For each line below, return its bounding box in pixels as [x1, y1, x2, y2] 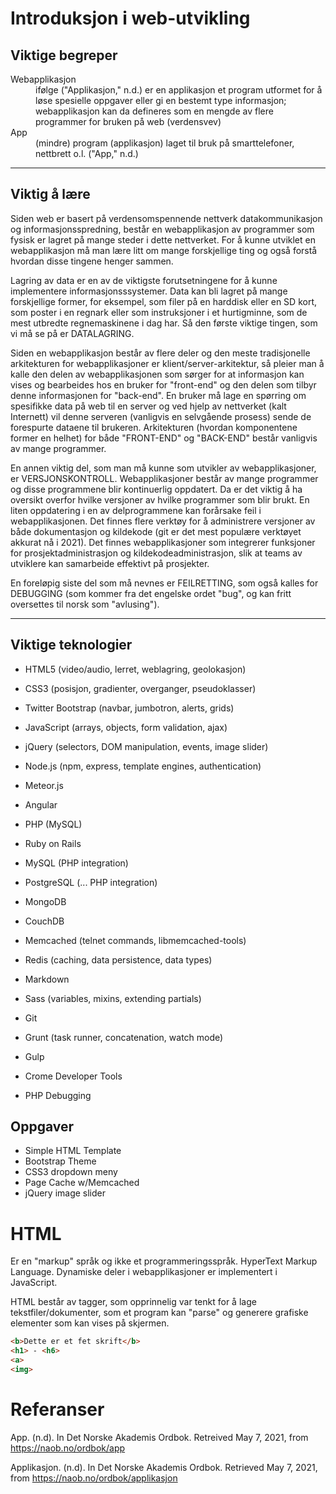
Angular [24, 798, 58, 811]
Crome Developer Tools [24, 1070, 123, 1082]
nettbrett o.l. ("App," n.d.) [35, 148, 139, 159]
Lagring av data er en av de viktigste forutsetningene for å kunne [10, 274, 278, 286]
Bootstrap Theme [24, 1155, 97, 1167]
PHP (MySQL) [24, 818, 83, 830]
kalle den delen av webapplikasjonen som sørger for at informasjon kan [10, 368, 305, 380]
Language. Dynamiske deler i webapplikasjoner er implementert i [10, 1266, 278, 1278]
